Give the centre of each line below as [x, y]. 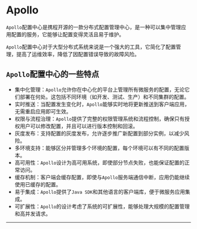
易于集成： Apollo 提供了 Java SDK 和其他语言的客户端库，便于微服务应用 [100, 192]
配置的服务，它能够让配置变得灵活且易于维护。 [67, 34]
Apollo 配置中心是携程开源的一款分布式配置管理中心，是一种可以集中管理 [94, 27]
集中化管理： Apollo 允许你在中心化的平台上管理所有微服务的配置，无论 [99, 89]
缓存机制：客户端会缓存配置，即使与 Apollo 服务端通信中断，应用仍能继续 [102, 177]
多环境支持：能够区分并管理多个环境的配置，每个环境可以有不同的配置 [99, 148]
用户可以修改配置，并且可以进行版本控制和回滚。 [79, 126]
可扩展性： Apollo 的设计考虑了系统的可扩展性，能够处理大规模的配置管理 [102, 206]
